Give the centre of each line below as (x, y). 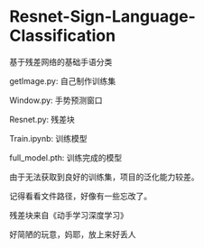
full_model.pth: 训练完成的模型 (66, 157)
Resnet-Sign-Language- (102, 17)
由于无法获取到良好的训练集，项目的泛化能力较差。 (104, 177)
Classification (62, 36)
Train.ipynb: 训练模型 (48, 138)
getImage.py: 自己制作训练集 (63, 81)
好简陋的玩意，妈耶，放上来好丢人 (73, 234)
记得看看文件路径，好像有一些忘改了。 (80, 196)
